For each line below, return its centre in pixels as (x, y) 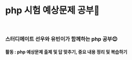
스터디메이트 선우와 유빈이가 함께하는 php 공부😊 (61, 39)
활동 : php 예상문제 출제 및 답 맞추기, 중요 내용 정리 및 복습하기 (67, 52)
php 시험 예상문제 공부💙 (53, 10)
